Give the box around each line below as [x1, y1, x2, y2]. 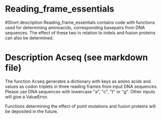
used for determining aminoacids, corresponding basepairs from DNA [5, 24, 145, 30]
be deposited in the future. [5, 108, 58, 114]
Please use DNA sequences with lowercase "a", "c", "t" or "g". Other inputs [5, 88, 156, 94]
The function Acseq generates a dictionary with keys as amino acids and [5, 78, 151, 84]
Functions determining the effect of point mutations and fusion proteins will [5, 103, 156, 109]
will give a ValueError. [5, 94, 49, 100]
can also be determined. [5, 35, 54, 41]
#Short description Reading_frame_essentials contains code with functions [5, 19, 155, 25]
